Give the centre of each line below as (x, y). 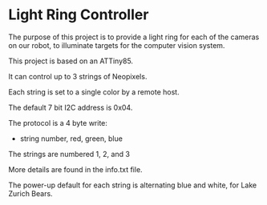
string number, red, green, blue (71, 139)
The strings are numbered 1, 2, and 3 (69, 154)
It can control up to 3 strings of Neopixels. (78, 76)
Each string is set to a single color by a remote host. (94, 92)
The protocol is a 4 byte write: (58, 123)
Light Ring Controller (79, 15)
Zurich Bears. (31, 193)
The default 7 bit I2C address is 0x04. (71, 107)
